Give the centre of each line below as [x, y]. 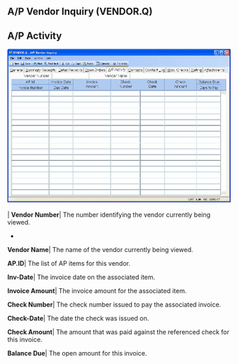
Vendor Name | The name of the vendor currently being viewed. [100, 249]
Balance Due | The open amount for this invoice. [77, 353]
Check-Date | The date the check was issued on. [78, 318]
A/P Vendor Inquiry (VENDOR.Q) [80, 12]
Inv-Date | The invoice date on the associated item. [81, 277]
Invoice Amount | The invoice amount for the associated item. [97, 290]
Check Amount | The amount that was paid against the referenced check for [119, 331]
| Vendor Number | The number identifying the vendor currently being [109, 215]
